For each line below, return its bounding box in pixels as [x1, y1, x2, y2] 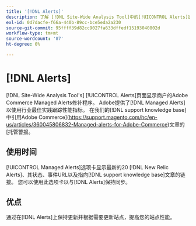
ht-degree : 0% [6, 42, 41, 47]
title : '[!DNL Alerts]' [6, 8, 64, 15]
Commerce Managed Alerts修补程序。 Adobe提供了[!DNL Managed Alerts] [6, 99, 185, 106]
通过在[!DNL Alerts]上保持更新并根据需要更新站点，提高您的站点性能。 [6, 214, 176, 221]
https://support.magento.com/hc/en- [69, 114, 157, 121]
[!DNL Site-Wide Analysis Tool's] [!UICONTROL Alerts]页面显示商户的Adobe [6, 91, 188, 98]
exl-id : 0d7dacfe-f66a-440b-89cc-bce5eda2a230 [6, 19, 121, 25]
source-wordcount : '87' [6, 36, 64, 42]
